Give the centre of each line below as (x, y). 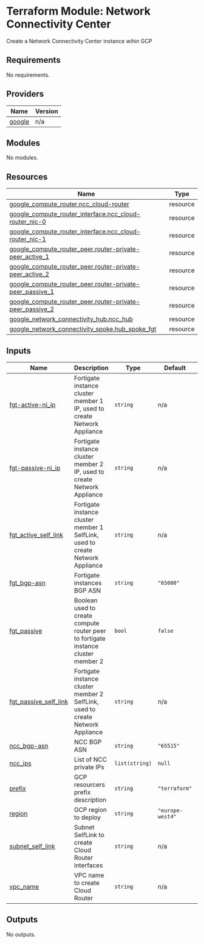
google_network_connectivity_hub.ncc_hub (71, 319)
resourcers (89, 785)
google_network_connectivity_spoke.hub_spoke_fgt (83, 329)
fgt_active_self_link (36, 535)
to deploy (87, 817)
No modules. (22, 158)
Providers (25, 94)
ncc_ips (20, 763)
